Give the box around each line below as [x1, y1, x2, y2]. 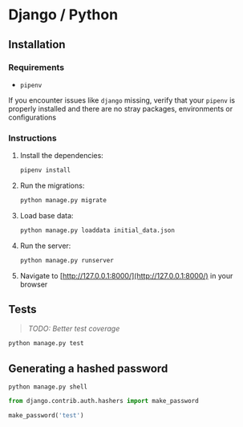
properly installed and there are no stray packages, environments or [8, 104, 233, 113]
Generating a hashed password [8, 361, 168, 375]
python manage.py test [8, 340, 84, 348]
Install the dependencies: [19, 151, 104, 161]
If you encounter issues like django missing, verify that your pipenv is [8, 95, 235, 105]
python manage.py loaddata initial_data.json [19, 226, 175, 234]
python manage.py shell [8, 383, 88, 391]
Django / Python [8, 6, 119, 24]
